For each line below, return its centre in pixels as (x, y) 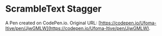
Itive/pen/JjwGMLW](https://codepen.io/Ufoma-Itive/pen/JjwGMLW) (77, 28)
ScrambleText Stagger (53, 9)
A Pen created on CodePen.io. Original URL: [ (53, 23)
